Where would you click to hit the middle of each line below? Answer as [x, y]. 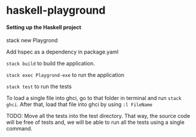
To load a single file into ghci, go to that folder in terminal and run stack [94, 98]
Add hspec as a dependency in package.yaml [62, 52]
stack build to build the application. [51, 64]
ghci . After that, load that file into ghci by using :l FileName [79, 104]
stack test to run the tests [39, 86]
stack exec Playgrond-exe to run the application [65, 75]
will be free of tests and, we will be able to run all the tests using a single [95, 122]
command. [19, 129]
